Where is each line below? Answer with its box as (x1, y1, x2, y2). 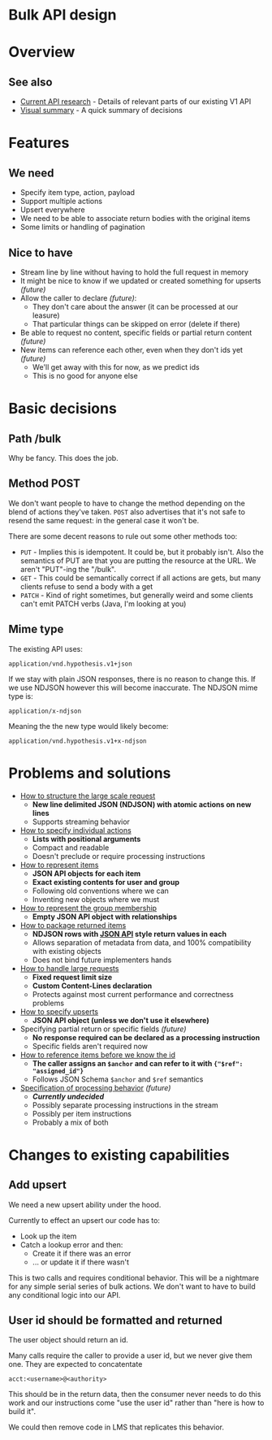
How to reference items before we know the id (19, 1050, 176, 1060)
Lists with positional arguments (32, 834, 141, 844)
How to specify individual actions (19, 825, 132, 835)
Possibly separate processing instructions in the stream (32, 1100, 218, 1110)
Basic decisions (8, 400, 118, 418)
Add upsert (8, 1178, 67, 1192)
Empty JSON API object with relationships (32, 912, 177, 922)
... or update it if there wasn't (32, 1257, 130, 1267)
